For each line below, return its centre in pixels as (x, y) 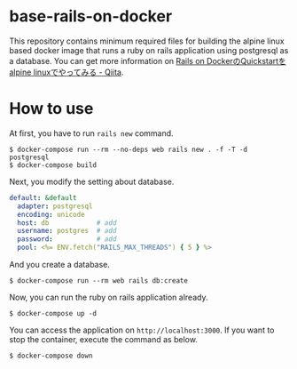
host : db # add (67, 223)
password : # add (67, 239)
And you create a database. (60, 265)
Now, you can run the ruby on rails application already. (109, 297)
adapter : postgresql (55, 206)
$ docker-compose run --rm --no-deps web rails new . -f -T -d (129, 149)
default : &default (43, 197)
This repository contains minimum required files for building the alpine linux (147, 41)
